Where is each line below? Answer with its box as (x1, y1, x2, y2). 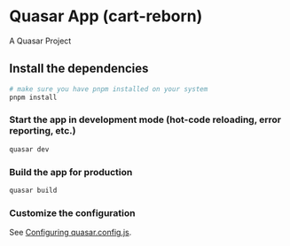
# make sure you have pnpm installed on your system (9, 84, 208, 94)
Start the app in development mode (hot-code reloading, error (9, 113, 282, 126)
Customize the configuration (9, 206, 136, 219)
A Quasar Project (9, 35, 72, 46)
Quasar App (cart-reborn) (9, 6, 203, 27)
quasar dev (9, 144, 50, 154)
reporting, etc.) (9, 125, 76, 137)
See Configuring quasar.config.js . (9, 227, 132, 238)
